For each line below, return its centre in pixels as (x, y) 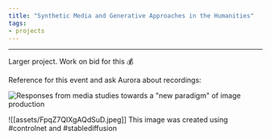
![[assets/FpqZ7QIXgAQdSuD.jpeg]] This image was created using (118, 120)
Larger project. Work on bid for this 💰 (71, 62)
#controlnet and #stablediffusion (63, 129)
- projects (27, 31)
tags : (17, 23)
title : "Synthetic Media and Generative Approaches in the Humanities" (131, 16)
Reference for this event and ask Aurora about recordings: (105, 80)
